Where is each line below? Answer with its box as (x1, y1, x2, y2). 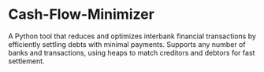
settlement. (8, 56, 45, 66)
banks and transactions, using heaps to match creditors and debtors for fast (8, 48, 255, 57)
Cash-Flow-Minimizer (8, 5, 155, 23)
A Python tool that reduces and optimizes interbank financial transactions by (8, 31, 256, 41)
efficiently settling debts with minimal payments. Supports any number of (8, 39, 246, 49)
